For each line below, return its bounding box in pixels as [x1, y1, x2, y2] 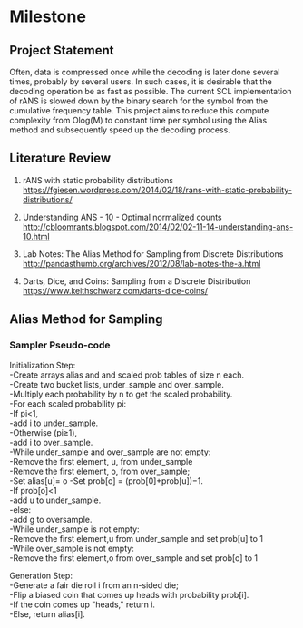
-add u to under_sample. [9, 495, 102, 505]
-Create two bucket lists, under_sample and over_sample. [9, 378, 224, 389]
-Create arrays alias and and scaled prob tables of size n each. [9, 369, 245, 380]
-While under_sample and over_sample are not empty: [9, 446, 211, 457]
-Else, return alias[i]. [9, 608, 86, 619]
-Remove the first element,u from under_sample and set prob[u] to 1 [9, 533, 263, 544]
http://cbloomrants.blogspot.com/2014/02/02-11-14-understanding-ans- [22, 221, 294, 232]
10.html [22, 231, 50, 241]
